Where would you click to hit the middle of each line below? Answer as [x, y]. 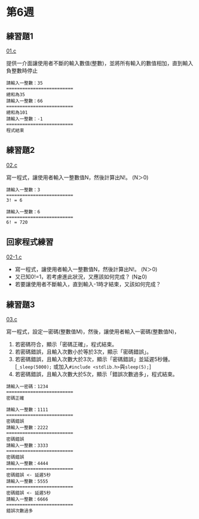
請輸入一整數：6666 [27, 499]
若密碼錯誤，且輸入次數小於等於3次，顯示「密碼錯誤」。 [83, 352]
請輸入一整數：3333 [27, 446]
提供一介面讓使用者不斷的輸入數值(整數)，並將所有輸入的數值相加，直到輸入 [100, 63]
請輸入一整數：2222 [27, 428]
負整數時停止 [22, 70]
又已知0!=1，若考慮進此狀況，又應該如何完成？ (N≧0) [81, 277]
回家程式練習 [30, 242]
